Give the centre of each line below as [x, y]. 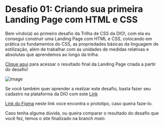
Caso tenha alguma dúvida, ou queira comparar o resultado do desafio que [82, 113]
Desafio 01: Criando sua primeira [74, 9]
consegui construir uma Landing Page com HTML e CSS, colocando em [79, 39]
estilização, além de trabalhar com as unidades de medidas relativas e [77, 49]
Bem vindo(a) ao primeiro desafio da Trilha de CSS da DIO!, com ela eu [78, 33]
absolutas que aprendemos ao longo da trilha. [52, 54]
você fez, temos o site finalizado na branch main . [55, 118]
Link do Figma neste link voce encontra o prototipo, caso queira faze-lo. [79, 103]
